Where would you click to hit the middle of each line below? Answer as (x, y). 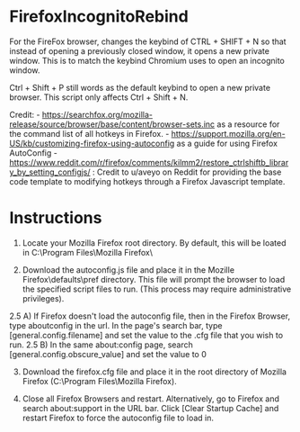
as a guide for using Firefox (227, 143)
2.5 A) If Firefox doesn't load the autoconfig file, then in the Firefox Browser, (150, 316)
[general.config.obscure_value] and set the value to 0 (108, 354)
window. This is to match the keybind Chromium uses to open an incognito (147, 60)
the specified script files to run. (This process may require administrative (157, 289)
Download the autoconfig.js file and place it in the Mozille (128, 270)
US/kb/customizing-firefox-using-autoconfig (92, 143)
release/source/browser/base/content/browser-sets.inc (112, 124)
